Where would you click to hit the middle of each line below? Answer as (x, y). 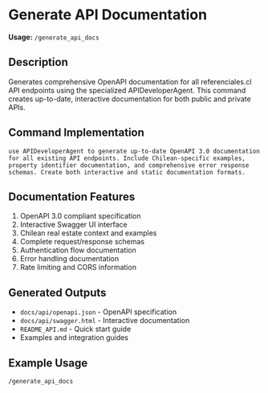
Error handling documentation (69, 259)
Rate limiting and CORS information (78, 268)
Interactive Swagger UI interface (73, 225)
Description (38, 62)
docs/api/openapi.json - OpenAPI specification (98, 312)
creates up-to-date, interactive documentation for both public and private (130, 99)
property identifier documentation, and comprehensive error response (129, 165)
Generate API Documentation (108, 15)
